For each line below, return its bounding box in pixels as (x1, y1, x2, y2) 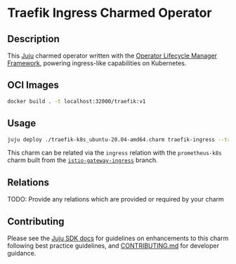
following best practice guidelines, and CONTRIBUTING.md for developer (7, 242, 220, 250)
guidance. (7, 249, 37, 257)
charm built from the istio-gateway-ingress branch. (7, 156, 158, 164)
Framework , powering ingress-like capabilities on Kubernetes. (7, 59, 187, 67)
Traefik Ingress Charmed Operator (7, 5, 212, 21)
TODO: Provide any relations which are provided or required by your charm (7, 195, 225, 204)
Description (7, 33, 60, 45)
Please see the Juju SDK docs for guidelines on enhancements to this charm (7, 234, 229, 242)
